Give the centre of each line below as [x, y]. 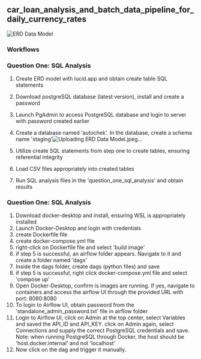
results [24, 187]
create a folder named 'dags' [51, 260]
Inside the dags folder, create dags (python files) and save [88, 266]
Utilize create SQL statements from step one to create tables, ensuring [103, 151]
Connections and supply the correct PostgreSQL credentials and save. [103, 331]
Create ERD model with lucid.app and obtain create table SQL [91, 79]
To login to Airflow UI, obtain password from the [75, 305]
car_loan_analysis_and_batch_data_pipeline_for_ [100, 10]
